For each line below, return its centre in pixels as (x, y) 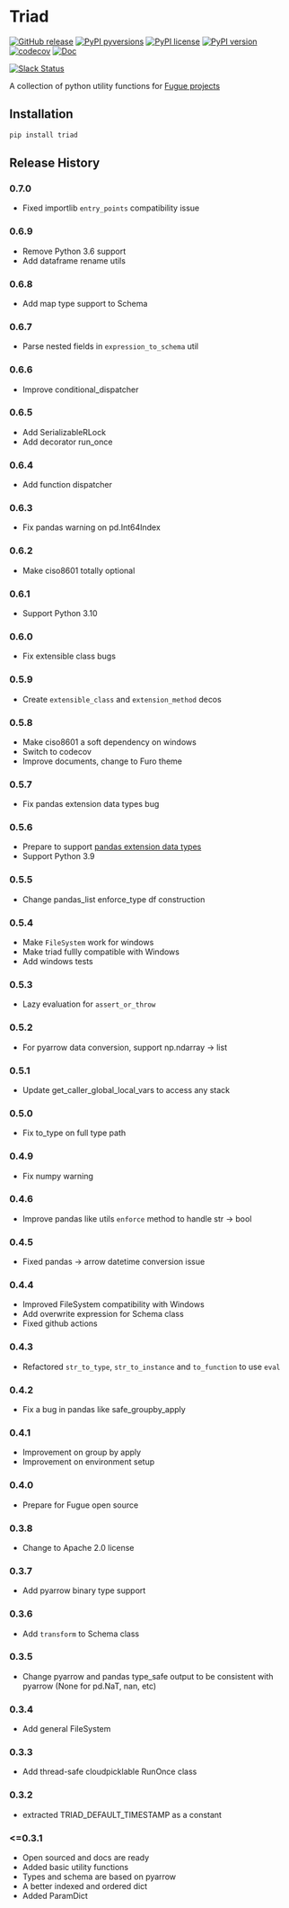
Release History (55, 163)
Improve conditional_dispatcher (80, 390)
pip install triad (44, 135)
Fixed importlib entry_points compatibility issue (111, 208)
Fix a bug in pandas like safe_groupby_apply (104, 1410)
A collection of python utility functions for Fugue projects (115, 85)
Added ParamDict (55, 1896)
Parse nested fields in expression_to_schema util (110, 346)
